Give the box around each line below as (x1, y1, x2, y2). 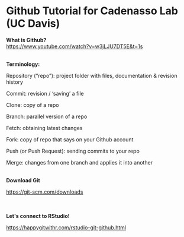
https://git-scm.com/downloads (6, 188, 83, 195)
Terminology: (6, 61, 40, 68)
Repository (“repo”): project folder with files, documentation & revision (6, 72, 177, 79)
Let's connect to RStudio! (6, 212, 70, 219)
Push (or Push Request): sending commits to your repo (6, 147, 140, 154)
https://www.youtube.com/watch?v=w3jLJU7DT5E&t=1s (6, 43, 143, 50)
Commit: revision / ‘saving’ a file (6, 90, 84, 97)
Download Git (6, 176, 40, 184)
